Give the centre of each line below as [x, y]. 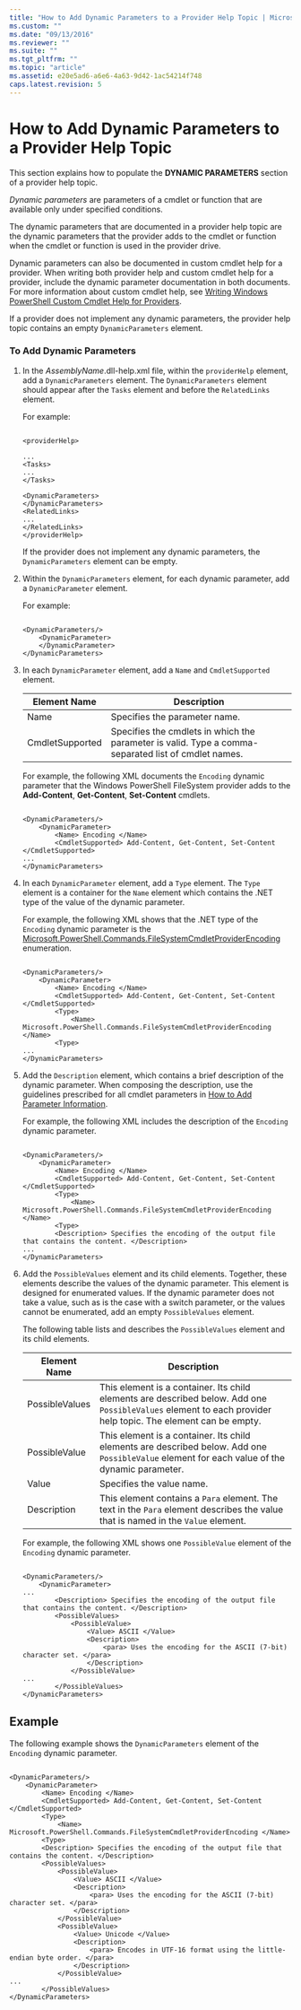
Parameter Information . [65, 1103]
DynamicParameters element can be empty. [100, 561]
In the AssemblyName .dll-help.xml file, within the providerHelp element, [155, 370]
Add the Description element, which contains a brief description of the [153, 1075]
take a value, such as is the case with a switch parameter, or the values [154, 1302]
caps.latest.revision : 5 [56, 84]
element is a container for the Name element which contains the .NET [147, 892]
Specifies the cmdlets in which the [183, 731]
